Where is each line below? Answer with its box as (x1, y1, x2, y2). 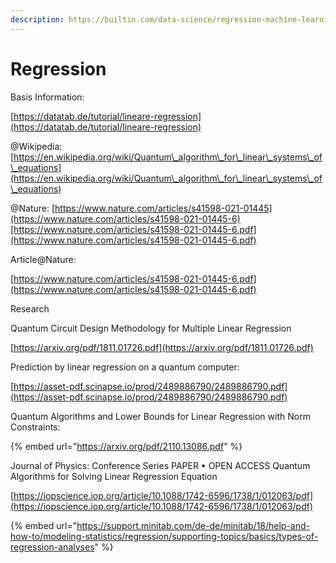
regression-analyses (10, 541, 95, 553)
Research (10, 302, 50, 315)
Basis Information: (10, 91, 85, 103)
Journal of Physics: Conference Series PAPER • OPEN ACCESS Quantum (10, 459, 311, 471)
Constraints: (10, 421, 61, 433)
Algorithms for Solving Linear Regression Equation (10, 470, 218, 482)
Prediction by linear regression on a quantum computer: (10, 361, 240, 373)
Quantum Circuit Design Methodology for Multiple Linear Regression (10, 322, 292, 334)
